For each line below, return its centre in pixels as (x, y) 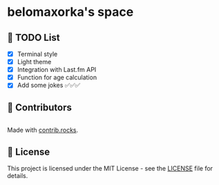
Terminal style (37, 54)
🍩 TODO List (34, 38)
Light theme (34, 62)
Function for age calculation (57, 77)
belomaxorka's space (70, 12)
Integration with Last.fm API (57, 70)
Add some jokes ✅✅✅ (49, 85)
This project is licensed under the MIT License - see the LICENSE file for (110, 168)
